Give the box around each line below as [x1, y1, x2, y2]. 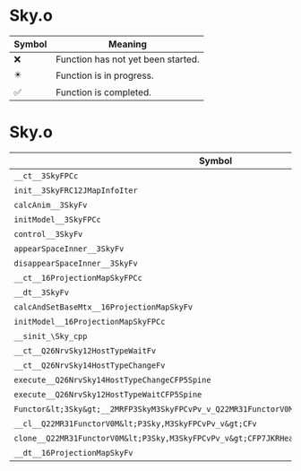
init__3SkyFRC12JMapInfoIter [13, 185, 138, 196]
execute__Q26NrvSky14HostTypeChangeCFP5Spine [13, 374, 211, 385]
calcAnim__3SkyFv [13, 199, 88, 210]
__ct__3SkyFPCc [13, 170, 79, 180]
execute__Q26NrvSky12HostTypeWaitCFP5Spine [13, 389, 202, 399]
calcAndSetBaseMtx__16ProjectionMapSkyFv [13, 301, 193, 312]
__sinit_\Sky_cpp [13, 331, 88, 341]
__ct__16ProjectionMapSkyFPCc [13, 273, 143, 283]
